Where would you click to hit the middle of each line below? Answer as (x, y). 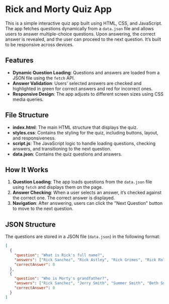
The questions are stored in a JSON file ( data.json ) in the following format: (83, 237)
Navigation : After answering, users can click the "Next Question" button (87, 203)
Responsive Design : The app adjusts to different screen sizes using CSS (88, 94)
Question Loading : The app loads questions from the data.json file (82, 182)
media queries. (28, 99)
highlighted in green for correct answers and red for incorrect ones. (82, 89)
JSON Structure (30, 224)
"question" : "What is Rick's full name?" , (59, 255)
